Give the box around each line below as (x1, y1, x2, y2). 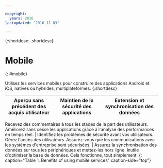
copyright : (5, 11, 27, 16)
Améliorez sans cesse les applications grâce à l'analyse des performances (5, 127, 154, 133)
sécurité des (62, 103, 92, 110)
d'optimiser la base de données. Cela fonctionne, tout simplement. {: (5, 152, 142, 158)
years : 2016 (9, 16, 34, 21)
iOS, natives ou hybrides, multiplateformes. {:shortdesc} (5, 85, 117, 91)
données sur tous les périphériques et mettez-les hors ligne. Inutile (5, 147, 139, 153)
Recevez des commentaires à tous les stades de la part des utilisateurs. (5, 121, 148, 127)
